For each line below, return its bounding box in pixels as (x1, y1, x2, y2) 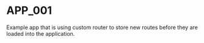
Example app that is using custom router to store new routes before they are (6, 24, 199, 31)
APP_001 (6, 4, 53, 18)
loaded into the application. (6, 30, 75, 37)
